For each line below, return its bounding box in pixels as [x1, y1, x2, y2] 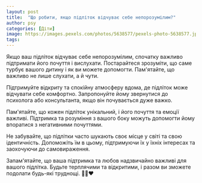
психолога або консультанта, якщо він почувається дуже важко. [6, 97, 173, 104]
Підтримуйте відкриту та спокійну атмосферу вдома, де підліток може [6, 84, 188, 91]
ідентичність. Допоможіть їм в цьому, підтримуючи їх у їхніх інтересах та [6, 139, 195, 146]
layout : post [6, 8, 39, 15]
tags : [6, 37, 20, 43]
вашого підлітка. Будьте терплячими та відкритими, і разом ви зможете [6, 163, 191, 170]
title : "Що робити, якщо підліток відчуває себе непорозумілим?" [6, 14, 176, 20]
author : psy [6, 20, 36, 26]
